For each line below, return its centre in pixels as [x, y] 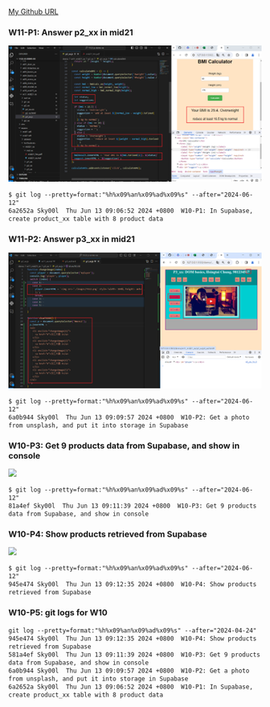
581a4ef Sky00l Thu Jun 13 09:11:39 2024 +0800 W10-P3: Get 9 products [135, 655]
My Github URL [33, 12]
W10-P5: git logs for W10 [58, 613]
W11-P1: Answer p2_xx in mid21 [71, 32]
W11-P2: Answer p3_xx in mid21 [72, 239]
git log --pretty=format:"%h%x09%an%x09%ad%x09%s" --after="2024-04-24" [133, 631]
